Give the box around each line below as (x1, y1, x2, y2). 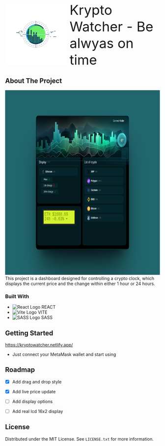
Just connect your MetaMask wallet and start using (12, 351, 116, 357)
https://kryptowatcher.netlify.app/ (5, 342, 73, 348)
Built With (5, 293, 29, 300)
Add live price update (12, 388, 56, 394)
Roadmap (5, 366, 35, 374)
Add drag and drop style (12, 379, 62, 384)
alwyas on (69, 34, 134, 52)
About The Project (5, 77, 62, 85)
